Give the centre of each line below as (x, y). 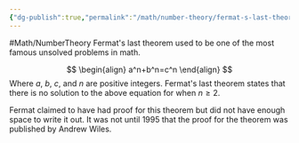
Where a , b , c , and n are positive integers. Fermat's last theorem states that (148, 83)
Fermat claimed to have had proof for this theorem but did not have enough (147, 110)
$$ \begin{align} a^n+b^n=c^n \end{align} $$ (149, 69)
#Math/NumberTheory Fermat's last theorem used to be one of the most (141, 43)
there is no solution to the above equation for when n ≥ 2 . (115, 92)
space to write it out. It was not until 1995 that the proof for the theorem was (149, 119)
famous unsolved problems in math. (75, 52)
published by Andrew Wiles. (61, 129)
